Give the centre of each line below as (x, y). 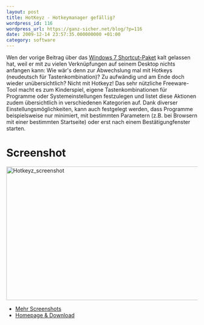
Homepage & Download (45, 315)
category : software (31, 40)
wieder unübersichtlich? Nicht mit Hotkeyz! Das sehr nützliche (84, 83)
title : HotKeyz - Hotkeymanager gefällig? (61, 18)
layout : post (23, 12)
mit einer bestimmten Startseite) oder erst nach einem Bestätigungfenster (98, 122)
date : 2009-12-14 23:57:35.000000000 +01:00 (63, 35)
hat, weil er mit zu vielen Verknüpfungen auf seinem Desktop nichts (91, 64)
